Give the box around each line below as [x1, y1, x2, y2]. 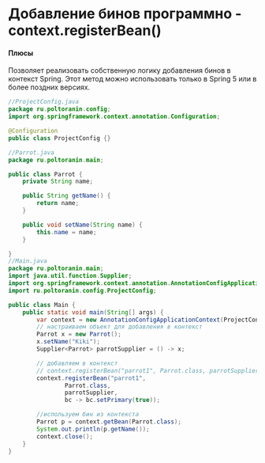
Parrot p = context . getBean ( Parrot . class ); [36, 418, 181, 426]
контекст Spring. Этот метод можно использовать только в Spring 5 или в [8, 74, 257, 84]
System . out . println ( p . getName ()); [36, 425, 150, 433]
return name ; [36, 199, 80, 207]
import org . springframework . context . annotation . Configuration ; [8, 112, 221, 121]
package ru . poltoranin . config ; [8, 105, 111, 113]
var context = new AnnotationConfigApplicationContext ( [36, 316, 224, 324]
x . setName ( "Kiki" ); [36, 338, 101, 346]
